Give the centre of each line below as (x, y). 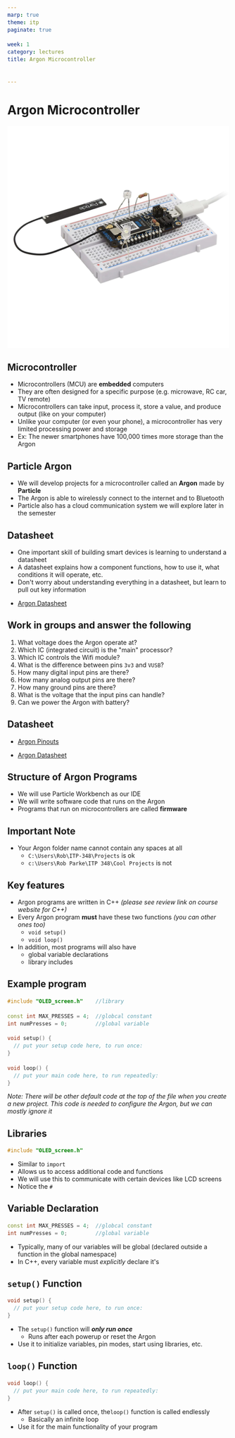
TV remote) (34, 399)
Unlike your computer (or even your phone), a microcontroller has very (120, 422)
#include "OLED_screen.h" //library (66, 1001)
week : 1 (19, 45)
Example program (47, 984)
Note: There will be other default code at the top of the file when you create (117, 1096)
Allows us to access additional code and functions (90, 1172)
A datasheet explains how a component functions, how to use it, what (118, 567)
